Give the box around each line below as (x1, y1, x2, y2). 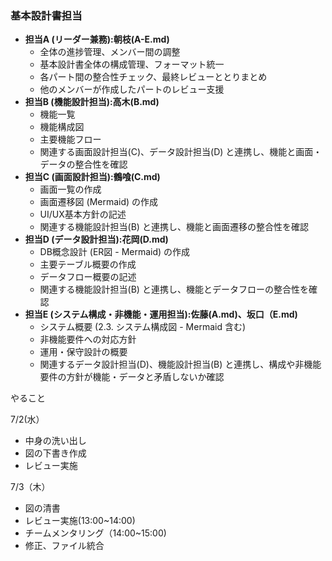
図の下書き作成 (24, 447, 87, 459)
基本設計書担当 (10, 8, 83, 22)
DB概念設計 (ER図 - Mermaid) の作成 (39, 246, 191, 258)
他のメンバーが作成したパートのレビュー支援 (39, 83, 225, 96)
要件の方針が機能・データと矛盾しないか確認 (39, 371, 225, 383)
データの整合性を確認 (39, 158, 128, 171)
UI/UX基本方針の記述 (39, 208, 127, 221)
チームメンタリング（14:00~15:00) (24, 527, 167, 539)
